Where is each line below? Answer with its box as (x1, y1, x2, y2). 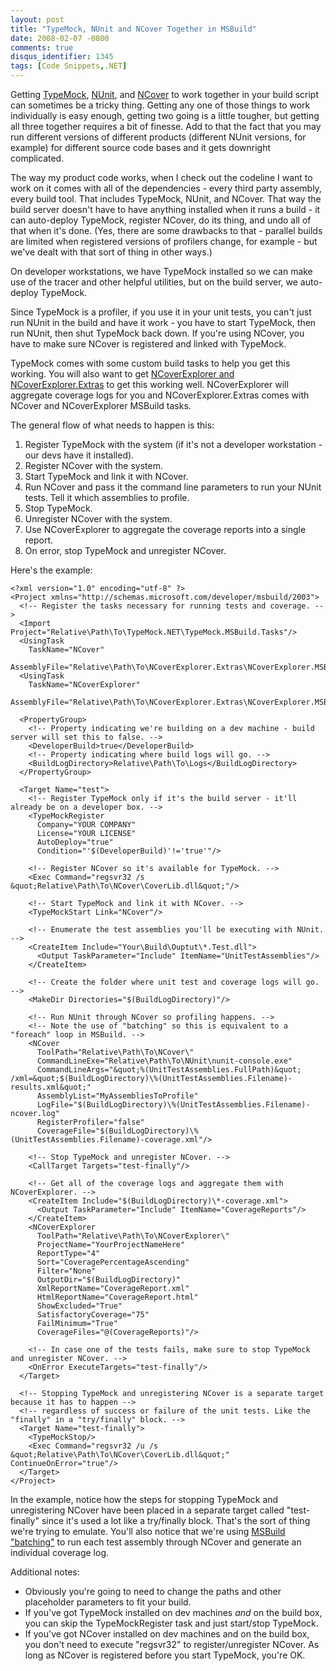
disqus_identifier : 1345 (10, 52, 114, 62)
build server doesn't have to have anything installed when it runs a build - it (10, 204, 321, 215)
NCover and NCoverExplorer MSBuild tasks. (10, 400, 192, 411)
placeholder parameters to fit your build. (24, 1596, 192, 1608)
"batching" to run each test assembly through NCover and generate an (10, 1536, 302, 1548)
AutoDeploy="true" (36, 837, 114, 847)
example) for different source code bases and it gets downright (10, 142, 271, 153)
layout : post (10, 14, 65, 25)
